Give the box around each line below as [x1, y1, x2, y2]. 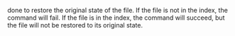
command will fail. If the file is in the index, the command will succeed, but [7, 13, 225, 22]
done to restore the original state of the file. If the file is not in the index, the [7, 6, 229, 14]
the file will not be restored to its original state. [7, 21, 143, 29]
